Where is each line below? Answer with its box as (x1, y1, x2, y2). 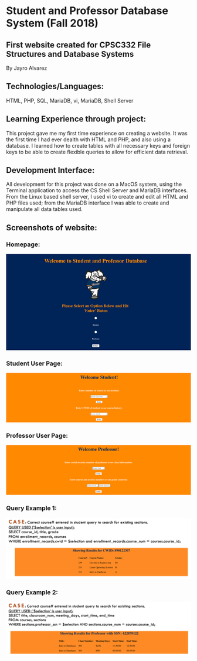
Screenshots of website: (6, 223, 98, 233)
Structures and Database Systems (6, 49, 134, 59)
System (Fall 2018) (6, 16, 98, 30)
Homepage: (6, 240, 40, 248)
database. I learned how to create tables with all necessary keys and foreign (6, 142, 191, 149)
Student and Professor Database (6, 4, 169, 18)
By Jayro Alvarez (6, 64, 47, 71)
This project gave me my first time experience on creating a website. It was (6, 130, 188, 137)
